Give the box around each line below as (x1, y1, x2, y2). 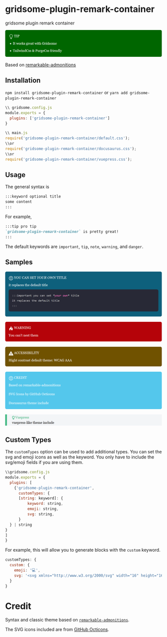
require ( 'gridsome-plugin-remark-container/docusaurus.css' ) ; (5, 146, 137, 151)
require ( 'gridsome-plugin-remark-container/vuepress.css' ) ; (5, 157, 133, 162)
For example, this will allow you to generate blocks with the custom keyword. (5, 547, 161, 553)
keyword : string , (27, 501, 64, 506)
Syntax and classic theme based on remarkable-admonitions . (5, 617, 130, 623)
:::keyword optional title (5, 194, 61, 199)
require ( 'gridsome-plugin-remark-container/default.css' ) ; (5, 136, 130, 141)
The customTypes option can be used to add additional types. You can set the (5, 449, 162, 455)
